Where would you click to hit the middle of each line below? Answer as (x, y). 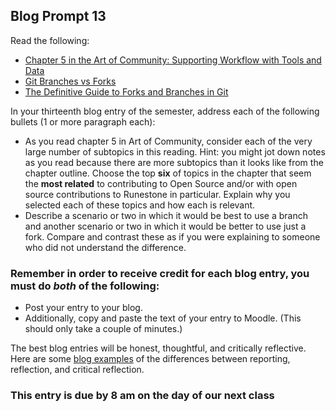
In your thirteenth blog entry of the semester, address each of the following (165, 111)
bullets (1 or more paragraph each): (83, 121)
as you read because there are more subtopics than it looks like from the (174, 162)
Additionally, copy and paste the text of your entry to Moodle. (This (163, 318)
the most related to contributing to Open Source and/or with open (161, 183)
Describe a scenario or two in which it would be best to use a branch (166, 215)
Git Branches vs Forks (70, 81)
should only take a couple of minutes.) (103, 329)
